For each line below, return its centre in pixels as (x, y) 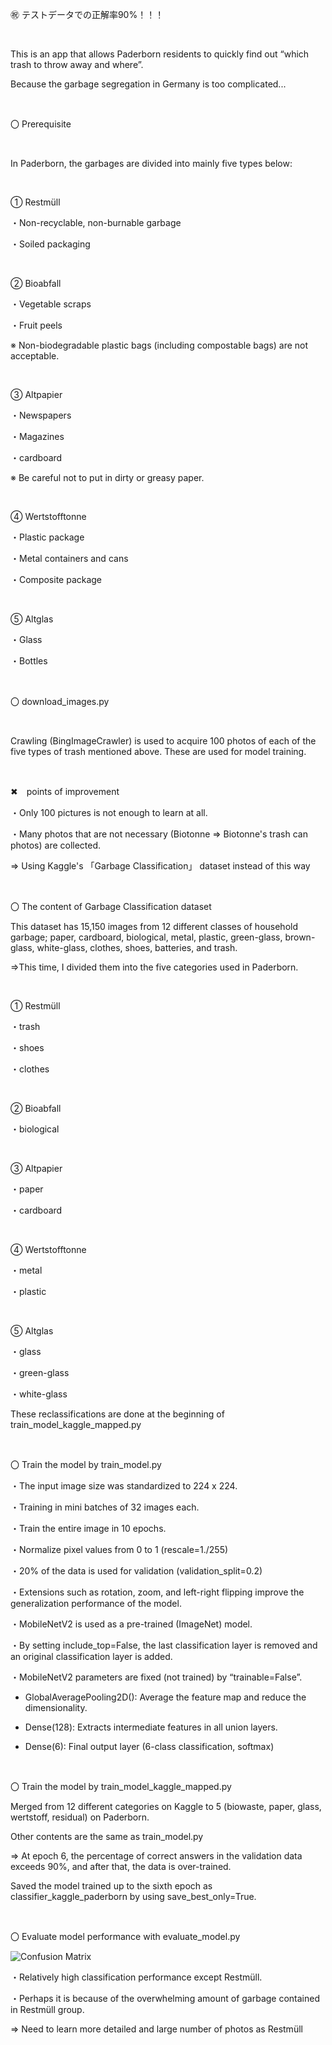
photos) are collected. (56, 845)
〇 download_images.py (60, 701)
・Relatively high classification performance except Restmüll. (136, 1977)
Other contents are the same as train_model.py (107, 1836)
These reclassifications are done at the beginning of (117, 1414)
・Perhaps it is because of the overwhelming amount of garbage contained (165, 1998)
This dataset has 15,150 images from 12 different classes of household (154, 926)
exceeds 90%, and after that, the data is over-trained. (121, 1866)
